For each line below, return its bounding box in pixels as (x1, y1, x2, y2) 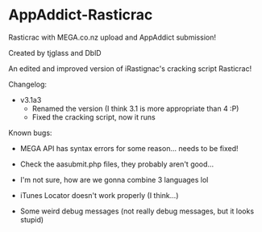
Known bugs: (8, 128, 52, 137)
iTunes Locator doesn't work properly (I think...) (19, 190, 179, 200)
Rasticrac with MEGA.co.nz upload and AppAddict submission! (8, 32, 216, 42)
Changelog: (8, 79, 47, 89)
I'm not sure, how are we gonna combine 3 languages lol (19, 175, 209, 184)
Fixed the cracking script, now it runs (31, 112, 156, 122)
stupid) (19, 214, 44, 224)
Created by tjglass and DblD (8, 48, 102, 57)
